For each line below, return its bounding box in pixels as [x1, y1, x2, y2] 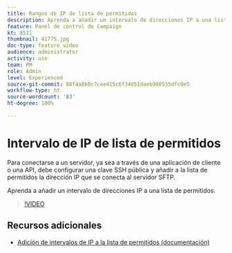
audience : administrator [7, 49, 79, 56]
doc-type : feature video [7, 42, 79, 49]
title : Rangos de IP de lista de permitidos [7, 10, 137, 17]
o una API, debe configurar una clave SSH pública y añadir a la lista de [7, 165, 208, 174]
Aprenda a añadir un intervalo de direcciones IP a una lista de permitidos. [7, 186, 216, 194]
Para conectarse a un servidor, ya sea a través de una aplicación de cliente [7, 158, 221, 166]
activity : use [7, 55, 48, 62]
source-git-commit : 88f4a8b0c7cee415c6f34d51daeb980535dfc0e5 [7, 81, 190, 88]
